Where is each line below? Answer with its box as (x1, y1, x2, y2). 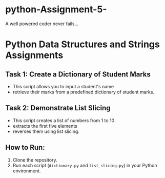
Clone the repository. (12, 156, 57, 163)
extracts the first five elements (12, 123, 78, 129)
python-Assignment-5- (5, 4, 107, 15)
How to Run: (5, 143, 45, 152)
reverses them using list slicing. (12, 128, 79, 134)
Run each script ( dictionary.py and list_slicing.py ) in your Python (12, 162, 157, 168)
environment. (12, 168, 41, 174)
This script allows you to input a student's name (12, 83, 114, 89)
